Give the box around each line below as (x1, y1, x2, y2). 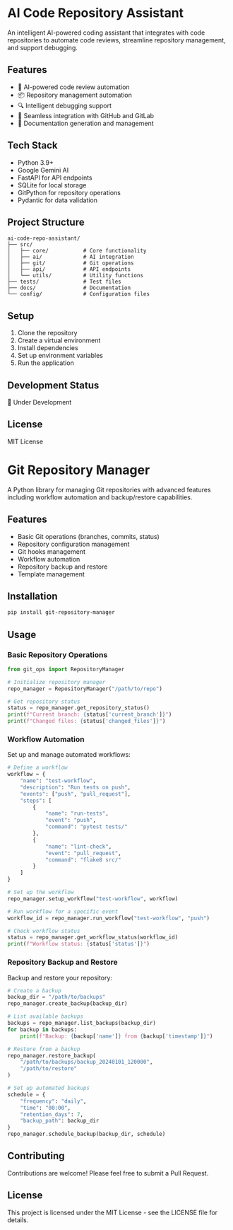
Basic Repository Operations (7, 649, 108, 659)
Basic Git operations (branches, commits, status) (17, 532, 160, 540)
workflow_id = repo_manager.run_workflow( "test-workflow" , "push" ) (7, 915, 210, 922)
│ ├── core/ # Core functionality (7, 248, 147, 255)
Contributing (7, 1150, 65, 1162)
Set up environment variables (17, 352, 104, 360)
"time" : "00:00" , (20, 1104, 71, 1111)
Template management (17, 569, 85, 578)
